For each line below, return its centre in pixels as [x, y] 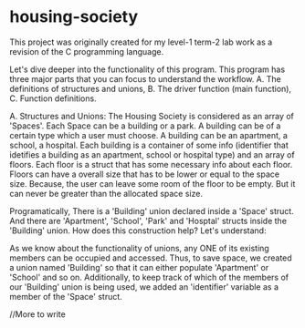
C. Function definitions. [53, 98]
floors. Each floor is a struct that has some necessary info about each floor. [151, 164]
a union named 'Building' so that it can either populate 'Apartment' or [139, 267]
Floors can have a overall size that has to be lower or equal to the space [145, 174]
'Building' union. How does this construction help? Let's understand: [138, 231]
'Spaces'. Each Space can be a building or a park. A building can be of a [145, 126]
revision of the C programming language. [87, 51]
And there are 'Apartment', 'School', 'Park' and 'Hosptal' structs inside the [148, 220]
